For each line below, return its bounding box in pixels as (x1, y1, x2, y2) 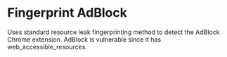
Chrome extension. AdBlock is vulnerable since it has (7, 35, 162, 43)
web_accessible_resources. (7, 42, 88, 51)
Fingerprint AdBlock (7, 5, 128, 21)
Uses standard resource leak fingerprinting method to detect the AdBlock (7, 28, 220, 36)
